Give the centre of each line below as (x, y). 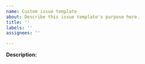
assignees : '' (23, 33)
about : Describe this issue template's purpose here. (73, 17)
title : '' (18, 22)
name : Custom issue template (42, 11)
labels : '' (19, 28)
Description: (21, 55)
